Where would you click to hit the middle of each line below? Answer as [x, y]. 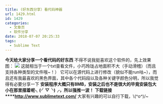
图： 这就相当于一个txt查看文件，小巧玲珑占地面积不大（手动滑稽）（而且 [81, 66]
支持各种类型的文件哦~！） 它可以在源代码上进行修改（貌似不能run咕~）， [79, 72]
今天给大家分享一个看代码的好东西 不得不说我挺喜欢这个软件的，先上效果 [78, 60]
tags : [10, 41]
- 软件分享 [19, 32]
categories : [17, 23]
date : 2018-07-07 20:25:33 [32, 37]
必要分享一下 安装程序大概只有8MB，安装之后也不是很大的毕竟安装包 [83, 84]
